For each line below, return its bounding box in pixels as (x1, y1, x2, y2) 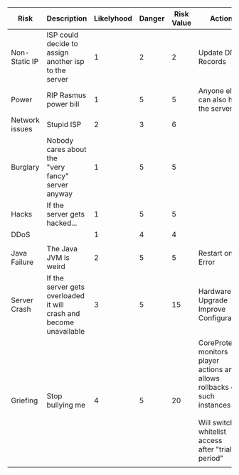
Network (11, 115, 41, 125)
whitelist (198, 427, 226, 436)
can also (198, 95, 227, 104)
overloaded (46, 291, 85, 300)
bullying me (46, 400, 86, 410)
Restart (198, 249, 223, 258)
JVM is (46, 253, 70, 262)
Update (198, 48, 223, 58)
